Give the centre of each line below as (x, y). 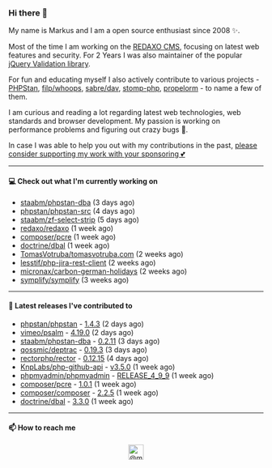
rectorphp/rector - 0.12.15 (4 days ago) (85, 358)
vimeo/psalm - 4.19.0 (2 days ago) (77, 332)
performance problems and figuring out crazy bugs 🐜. (98, 130)
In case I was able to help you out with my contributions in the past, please (133, 146)
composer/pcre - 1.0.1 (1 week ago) (78, 384)
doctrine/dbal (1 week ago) (65, 245)
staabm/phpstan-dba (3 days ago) (77, 202)
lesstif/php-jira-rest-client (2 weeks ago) (88, 262)
